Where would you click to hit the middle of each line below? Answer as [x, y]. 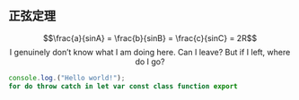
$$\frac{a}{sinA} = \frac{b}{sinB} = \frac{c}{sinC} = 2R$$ [150, 37]
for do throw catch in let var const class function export [123, 86]
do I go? [150, 62]
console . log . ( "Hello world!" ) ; [67, 78]
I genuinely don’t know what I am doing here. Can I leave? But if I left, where [150, 52]
